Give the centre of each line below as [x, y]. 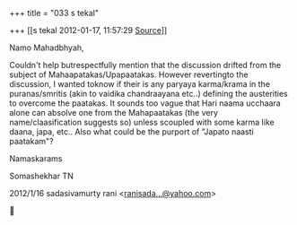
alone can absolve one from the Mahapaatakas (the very [114, 112]
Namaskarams [36, 159]
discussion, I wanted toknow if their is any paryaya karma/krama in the [140, 84]
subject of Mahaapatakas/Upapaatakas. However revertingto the [129, 74]
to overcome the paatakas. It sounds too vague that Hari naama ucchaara [145, 103]
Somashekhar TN [41, 176]
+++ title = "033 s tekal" [54, 13]
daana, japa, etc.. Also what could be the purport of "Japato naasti [131, 132]
